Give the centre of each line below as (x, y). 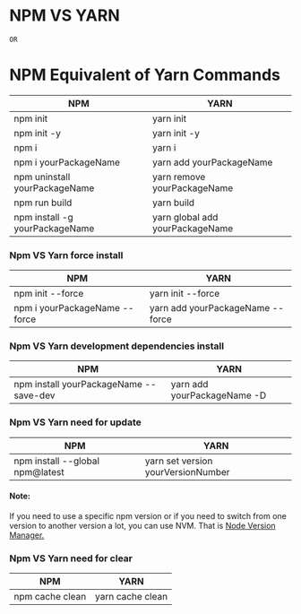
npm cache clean (50, 597)
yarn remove (179, 177)
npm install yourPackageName (78, 385)
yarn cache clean (132, 597)
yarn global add (185, 217)
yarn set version (179, 461)
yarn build (173, 203)
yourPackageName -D (219, 395)
